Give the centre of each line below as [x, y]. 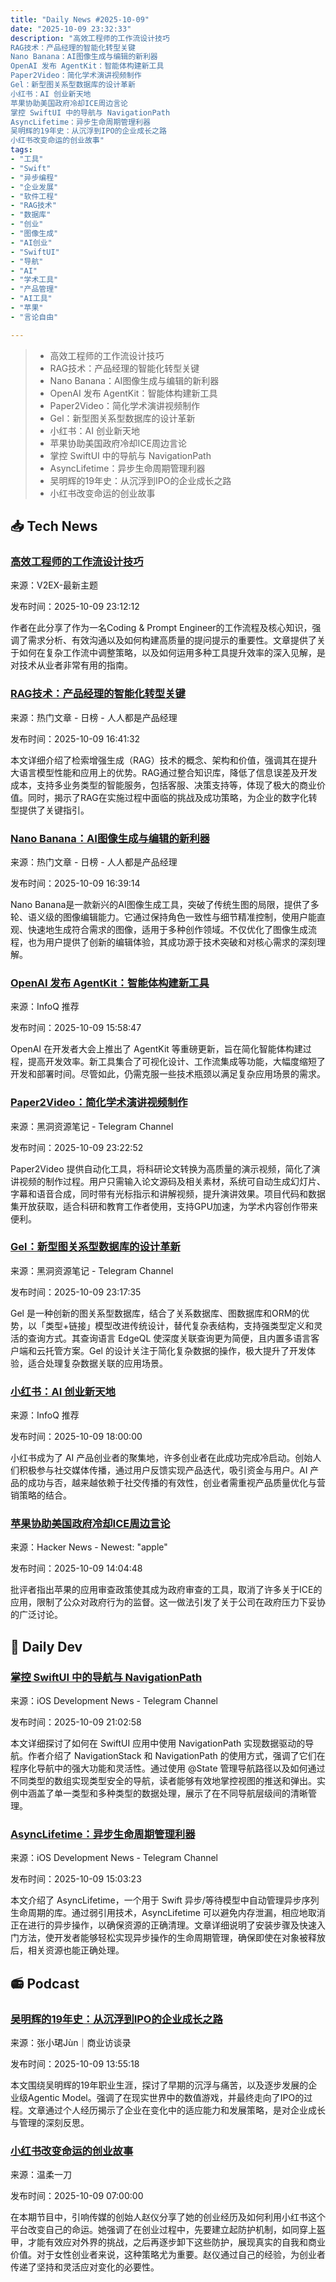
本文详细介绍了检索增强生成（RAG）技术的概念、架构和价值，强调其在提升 [164, 760]
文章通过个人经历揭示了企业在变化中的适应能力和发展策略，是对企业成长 [176, 2110]
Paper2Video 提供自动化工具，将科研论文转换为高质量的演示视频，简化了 [161, 1168]
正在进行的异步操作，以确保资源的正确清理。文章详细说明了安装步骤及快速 [163, 1925]
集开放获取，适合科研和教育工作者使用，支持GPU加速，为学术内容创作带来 [164, 1206]
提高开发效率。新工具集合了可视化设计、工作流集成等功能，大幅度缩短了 [176, 1062]
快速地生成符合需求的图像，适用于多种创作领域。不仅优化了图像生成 [167, 929]
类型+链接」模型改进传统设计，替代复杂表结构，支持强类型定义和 [179, 1325]
